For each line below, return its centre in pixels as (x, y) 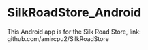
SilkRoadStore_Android (74, 13)
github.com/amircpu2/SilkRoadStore (58, 38)
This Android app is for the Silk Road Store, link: (74, 32)
